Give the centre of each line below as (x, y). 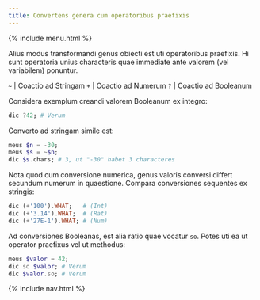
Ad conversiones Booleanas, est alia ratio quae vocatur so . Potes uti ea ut (128, 236)
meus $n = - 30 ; (33, 145)
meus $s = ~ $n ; (33, 152)
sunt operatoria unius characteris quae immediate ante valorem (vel (119, 62)
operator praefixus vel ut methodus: (67, 244)
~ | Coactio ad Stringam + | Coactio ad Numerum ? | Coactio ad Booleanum (130, 85)
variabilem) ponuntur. (43, 70)
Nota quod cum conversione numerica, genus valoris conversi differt (120, 175)
